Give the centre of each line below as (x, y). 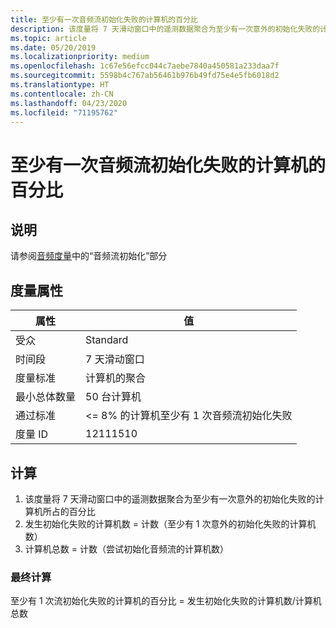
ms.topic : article (48, 38)
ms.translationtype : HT (60, 85)
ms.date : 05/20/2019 (53, 47)
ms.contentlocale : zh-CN (62, 94)
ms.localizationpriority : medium (80, 57)
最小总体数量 (46, 397)
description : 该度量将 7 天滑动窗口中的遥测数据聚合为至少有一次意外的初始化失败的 (165, 29)
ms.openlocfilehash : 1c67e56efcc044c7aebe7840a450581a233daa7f (145, 66)
